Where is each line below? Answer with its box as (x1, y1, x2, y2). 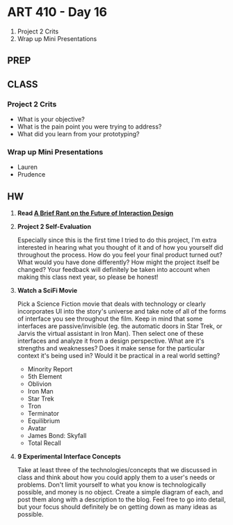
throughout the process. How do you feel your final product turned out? (17, 251, 223, 259)
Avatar (27, 424, 47, 433)
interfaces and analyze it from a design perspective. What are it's (17, 337, 205, 345)
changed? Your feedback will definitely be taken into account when (17, 266, 211, 274)
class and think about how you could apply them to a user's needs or (17, 474, 216, 482)
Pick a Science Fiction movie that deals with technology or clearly (17, 300, 207, 308)
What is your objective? (17, 115, 85, 124)
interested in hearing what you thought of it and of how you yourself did (17, 243, 224, 252)
